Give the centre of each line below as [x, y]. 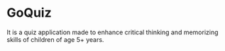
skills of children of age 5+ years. [55, 39]
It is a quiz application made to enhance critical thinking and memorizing [112, 32]
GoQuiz [29, 13]
